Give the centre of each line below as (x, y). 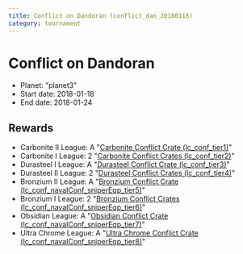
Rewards (31, 128)
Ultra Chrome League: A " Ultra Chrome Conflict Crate (109, 233)
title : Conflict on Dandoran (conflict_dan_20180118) (101, 16)
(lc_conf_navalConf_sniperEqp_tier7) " (82, 225)
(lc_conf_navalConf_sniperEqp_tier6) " (83, 207)
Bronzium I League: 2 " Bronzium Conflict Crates (100, 199)
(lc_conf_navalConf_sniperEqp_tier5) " (82, 190)
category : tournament (45, 23)
